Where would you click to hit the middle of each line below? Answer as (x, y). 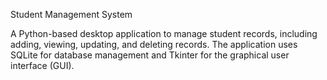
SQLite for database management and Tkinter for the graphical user (150, 55)
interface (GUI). (42, 65)
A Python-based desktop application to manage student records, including (164, 33)
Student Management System (71, 14)
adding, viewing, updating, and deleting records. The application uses (154, 44)
